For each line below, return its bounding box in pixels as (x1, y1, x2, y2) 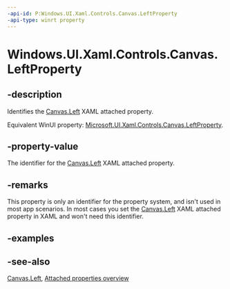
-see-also (7, 256, 50, 268)
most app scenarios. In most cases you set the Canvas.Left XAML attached (7, 205, 221, 213)
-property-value (7, 140, 79, 152)
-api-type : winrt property (7, 17, 85, 24)
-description (7, 89, 62, 100)
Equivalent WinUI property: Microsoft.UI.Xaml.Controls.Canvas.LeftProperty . (7, 121, 224, 129)
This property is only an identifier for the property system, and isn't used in (7, 198, 221, 206)
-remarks (7, 179, 48, 191)
